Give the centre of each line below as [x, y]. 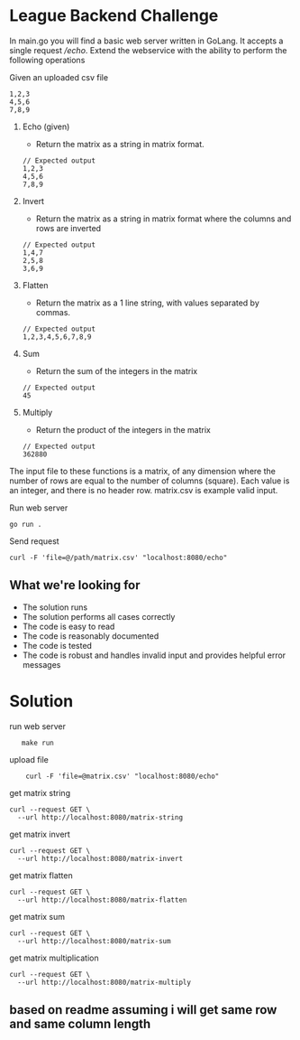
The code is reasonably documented [91, 636]
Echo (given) [46, 126]
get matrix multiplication [54, 958]
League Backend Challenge [114, 16]
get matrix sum [37, 916]
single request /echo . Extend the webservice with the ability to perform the [148, 50]
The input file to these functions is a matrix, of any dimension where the [143, 471]
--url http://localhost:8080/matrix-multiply [105, 982]
